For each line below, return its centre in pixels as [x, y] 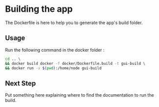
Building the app [39, 9]
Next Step [21, 83]
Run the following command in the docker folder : [55, 50]
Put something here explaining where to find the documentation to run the [79, 95]
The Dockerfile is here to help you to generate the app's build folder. [74, 23]
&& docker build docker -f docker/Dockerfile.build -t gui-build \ [75, 63]
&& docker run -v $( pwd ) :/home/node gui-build [53, 68]
